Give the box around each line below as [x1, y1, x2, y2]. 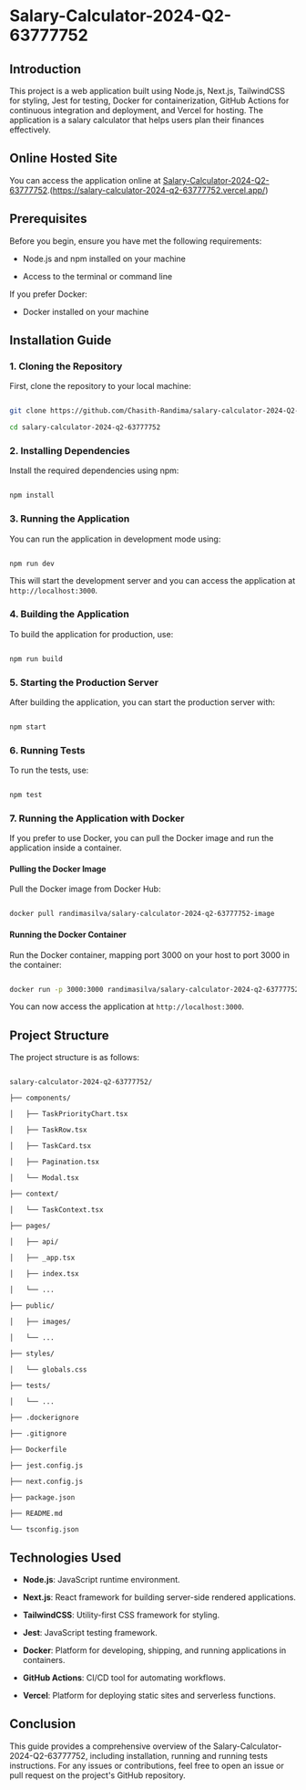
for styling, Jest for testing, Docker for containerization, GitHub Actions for [9, 95, 290, 106]
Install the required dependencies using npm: [9, 465, 179, 476]
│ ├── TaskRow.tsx [9, 1125, 88, 1135]
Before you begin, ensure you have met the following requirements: [9, 235, 262, 247]
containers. [22, 1655, 66, 1665]
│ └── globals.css [9, 1365, 88, 1374]
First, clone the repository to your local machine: [9, 381, 191, 392]
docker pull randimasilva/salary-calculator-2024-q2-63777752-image [9, 910, 275, 919]
